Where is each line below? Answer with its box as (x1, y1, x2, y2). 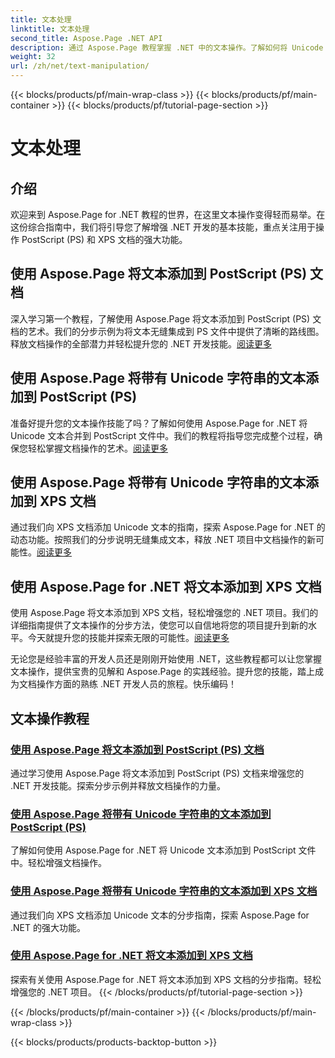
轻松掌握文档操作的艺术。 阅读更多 (27, 442, 168, 454)
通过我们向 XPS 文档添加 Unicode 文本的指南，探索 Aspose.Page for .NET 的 (10, 521, 326, 533)
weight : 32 (10, 52, 56, 62)
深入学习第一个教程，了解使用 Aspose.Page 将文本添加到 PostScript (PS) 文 (10, 312, 322, 325)
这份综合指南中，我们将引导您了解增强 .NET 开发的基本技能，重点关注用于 (10, 221, 316, 233)
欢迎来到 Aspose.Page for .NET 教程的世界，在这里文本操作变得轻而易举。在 (10, 209, 326, 220)
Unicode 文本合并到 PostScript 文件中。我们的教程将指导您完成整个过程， (10, 429, 315, 441)
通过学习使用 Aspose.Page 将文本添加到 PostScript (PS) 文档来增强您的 (10, 767, 305, 779)
